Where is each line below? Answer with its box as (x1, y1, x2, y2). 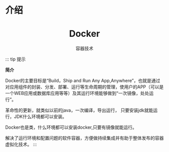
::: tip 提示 (5, 56, 26, 62)
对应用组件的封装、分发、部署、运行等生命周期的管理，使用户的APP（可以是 (5, 84, 164, 90)
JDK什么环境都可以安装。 (14, 114, 67, 120)
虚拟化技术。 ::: (5, 141, 37, 147)
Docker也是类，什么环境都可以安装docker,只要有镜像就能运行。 (5, 124, 137, 130)
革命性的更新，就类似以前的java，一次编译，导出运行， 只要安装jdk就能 (5, 107, 153, 114)
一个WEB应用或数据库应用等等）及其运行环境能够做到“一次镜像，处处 (5, 90, 149, 96)
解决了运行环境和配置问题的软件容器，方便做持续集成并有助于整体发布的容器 (5, 135, 164, 141)
